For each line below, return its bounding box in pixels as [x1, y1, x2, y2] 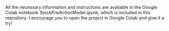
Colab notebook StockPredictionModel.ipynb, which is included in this [5, 9, 151, 15]
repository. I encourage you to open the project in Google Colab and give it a [5, 15, 164, 20]
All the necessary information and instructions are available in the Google [5, 4, 157, 10]
